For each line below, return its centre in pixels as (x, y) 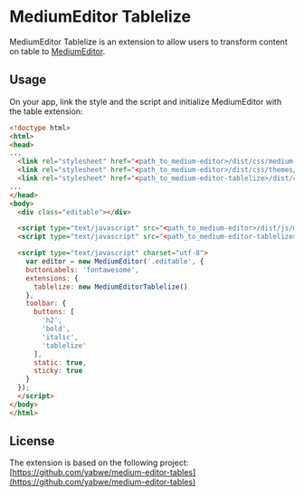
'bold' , (56, 329)
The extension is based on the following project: (99, 463)
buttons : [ (54, 312)
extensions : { (52, 278)
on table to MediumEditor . (57, 51)
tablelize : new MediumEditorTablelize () (110, 287)
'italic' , (60, 337)
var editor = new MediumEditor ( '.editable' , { (115, 262)
